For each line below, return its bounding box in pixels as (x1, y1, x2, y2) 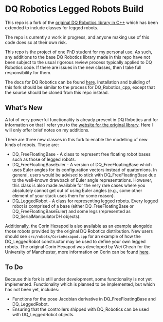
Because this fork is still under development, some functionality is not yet (5, 276, 152, 282)
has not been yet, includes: (5, 286, 59, 292)
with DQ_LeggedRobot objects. (12, 311, 74, 317)
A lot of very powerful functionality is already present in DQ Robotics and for (5, 116, 159, 123)
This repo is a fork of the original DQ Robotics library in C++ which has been (5, 20, 158, 25)
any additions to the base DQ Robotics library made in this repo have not (5, 54, 150, 60)
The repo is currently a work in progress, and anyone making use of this (5, 34, 149, 40)
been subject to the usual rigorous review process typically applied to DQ (5, 59, 152, 65)
